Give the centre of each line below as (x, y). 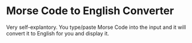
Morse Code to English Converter (90, 11)
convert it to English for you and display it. (58, 33)
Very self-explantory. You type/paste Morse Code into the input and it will (96, 27)
